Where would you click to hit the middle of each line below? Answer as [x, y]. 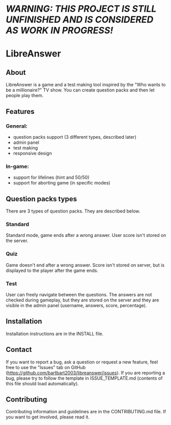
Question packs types [41, 199]
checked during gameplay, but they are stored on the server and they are [82, 300]
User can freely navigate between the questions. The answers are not [79, 294]
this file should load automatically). [42, 383]
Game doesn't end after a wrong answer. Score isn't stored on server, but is [85, 265]
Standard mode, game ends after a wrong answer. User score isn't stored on [86, 235]
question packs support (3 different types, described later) [75, 137]
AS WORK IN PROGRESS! [60, 31]
